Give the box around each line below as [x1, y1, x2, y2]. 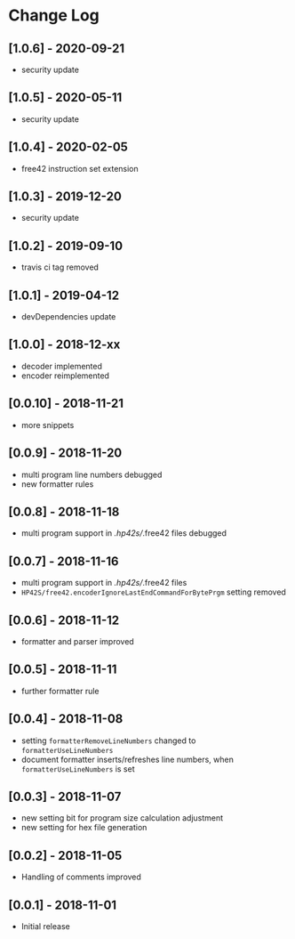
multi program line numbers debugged [20, 469, 163, 480]
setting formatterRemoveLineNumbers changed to [20, 735, 196, 746]
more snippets [20, 419, 75, 430]
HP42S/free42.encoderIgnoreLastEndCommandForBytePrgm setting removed [20, 587, 286, 597]
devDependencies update [20, 312, 116, 322]
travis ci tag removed [20, 262, 100, 272]
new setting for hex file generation [20, 822, 147, 833]
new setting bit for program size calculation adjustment [20, 813, 224, 823]
